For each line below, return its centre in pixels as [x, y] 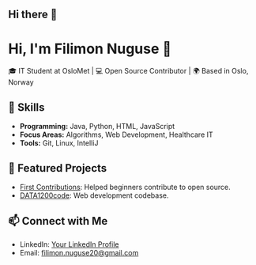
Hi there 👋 [33, 15]
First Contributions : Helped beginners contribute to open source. [125, 187]
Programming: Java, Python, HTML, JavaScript [97, 127]
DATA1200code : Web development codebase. [94, 195]
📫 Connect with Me [58, 221]
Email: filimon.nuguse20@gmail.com [79, 252]
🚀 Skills [26, 107]
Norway [21, 82]
